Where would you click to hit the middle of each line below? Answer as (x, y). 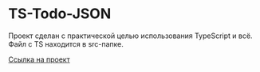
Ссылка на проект (39, 59)
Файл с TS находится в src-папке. (66, 44)
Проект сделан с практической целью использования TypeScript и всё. (130, 36)
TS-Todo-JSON (60, 14)
